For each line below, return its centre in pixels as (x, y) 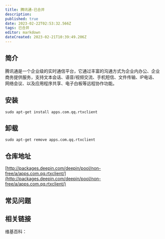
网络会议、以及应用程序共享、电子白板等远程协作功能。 (61, 83)
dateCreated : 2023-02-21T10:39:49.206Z (46, 37)
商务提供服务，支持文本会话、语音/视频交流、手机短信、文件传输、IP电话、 (81, 77)
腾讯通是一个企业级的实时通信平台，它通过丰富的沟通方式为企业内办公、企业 (82, 71)
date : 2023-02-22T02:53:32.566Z (38, 23)
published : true (22, 19)
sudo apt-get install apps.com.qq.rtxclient (51, 112)
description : (18, 14)
